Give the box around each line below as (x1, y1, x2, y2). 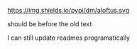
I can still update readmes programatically (7, 33, 130, 42)
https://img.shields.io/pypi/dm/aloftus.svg (7, 6, 130, 14)
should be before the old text (7, 20, 92, 28)
